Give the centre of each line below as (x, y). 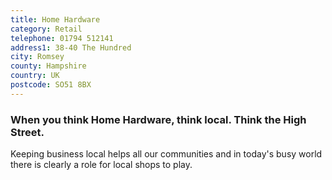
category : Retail (46, 29)
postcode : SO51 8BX (51, 85)
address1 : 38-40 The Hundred (71, 47)
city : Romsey (37, 57)
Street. (27, 132)
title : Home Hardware (55, 19)
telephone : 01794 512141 (62, 38)
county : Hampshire (48, 66)
